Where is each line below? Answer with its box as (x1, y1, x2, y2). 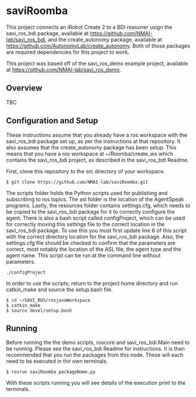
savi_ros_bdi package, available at (6, 29, 89, 36)
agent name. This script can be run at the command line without (6, 251, 161, 259)
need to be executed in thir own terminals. (6, 358, 108, 365)
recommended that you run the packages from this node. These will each (6, 351, 184, 359)
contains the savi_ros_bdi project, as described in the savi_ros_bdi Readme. (6, 156, 189, 163)
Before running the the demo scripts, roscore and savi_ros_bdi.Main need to (6, 339, 190, 346)
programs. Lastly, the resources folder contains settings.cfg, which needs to (6, 201, 191, 209)
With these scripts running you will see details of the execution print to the (6, 379, 186, 386)
